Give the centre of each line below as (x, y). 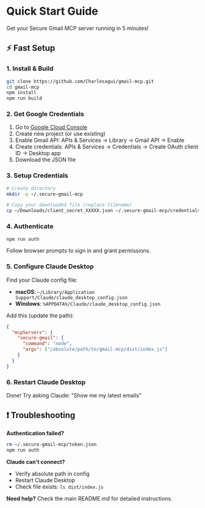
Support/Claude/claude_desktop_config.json (71, 298)
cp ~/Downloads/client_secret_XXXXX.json (60, 211)
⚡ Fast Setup (31, 48)
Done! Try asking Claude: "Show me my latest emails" (74, 395)
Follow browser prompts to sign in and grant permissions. (79, 251)
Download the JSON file (45, 160)
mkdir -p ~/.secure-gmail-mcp (45, 194)
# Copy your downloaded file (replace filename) (69, 205)
